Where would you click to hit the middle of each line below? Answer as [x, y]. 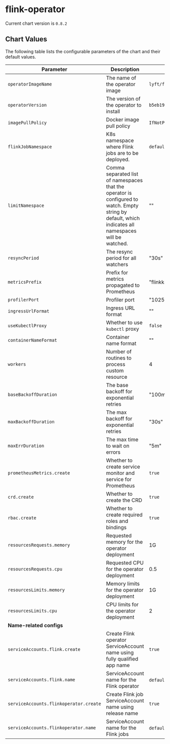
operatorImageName [30, 84]
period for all [121, 258]
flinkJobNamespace [30, 147]
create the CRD [124, 500]
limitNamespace [26, 205]
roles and [117, 521]
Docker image [123, 119]
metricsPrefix [25, 282]
